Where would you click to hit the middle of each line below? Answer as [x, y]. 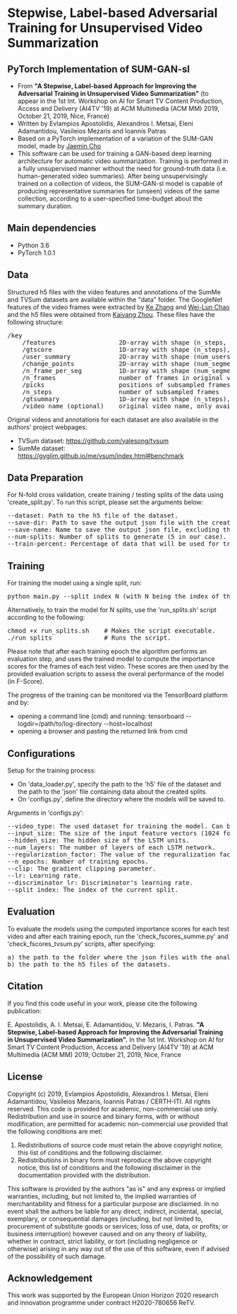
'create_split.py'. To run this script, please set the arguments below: [105, 502]
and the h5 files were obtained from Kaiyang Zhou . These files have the [111, 314]
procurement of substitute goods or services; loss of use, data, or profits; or [118, 1226]
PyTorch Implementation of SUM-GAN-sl [99, 69]
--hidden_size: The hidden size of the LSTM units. [99, 841]
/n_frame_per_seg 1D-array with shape [106, 371]
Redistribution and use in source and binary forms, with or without [103, 1116]
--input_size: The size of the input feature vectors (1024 [114, 834]
